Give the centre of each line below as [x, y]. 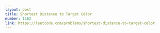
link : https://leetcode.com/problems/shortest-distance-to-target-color [80, 23]
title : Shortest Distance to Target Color [48, 14]
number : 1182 [18, 18]
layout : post [18, 9]
